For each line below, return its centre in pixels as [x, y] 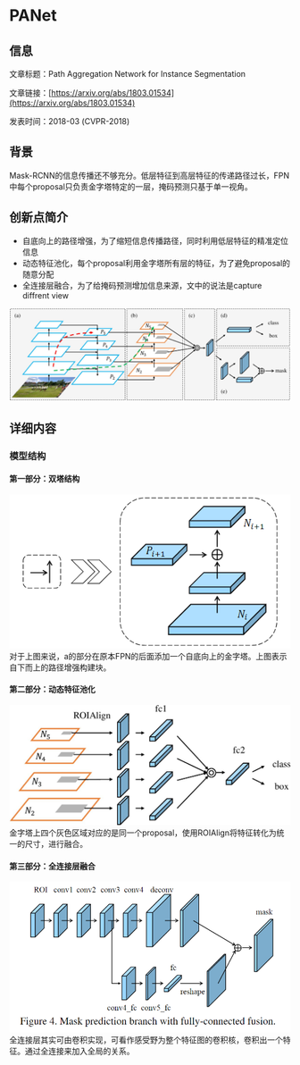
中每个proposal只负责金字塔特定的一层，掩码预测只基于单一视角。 [131, 186]
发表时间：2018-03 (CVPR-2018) [70, 121]
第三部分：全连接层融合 [52, 866]
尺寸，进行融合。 [56, 843]
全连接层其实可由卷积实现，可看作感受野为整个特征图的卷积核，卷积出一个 [146, 1040]
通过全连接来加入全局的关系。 [79, 1052]
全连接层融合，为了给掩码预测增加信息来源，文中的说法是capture [142, 285]
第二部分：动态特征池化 [52, 690]
